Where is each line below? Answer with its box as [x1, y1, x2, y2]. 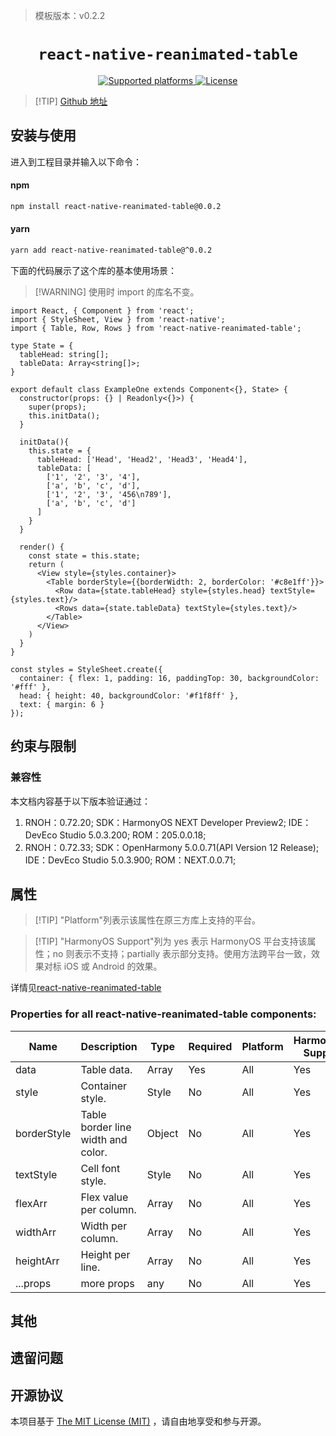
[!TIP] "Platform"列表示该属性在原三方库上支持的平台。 [34, 914, 262, 926]
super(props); [28, 402, 87, 412]
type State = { [10, 340, 74, 351]
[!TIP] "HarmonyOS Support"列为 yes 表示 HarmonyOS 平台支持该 [34, 935, 308, 948]
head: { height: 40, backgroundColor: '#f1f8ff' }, [19, 690, 240, 701]
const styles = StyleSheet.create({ [10, 664, 163, 674]
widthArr [15, 1225, 57, 1239]
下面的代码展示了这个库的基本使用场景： [10, 264, 177, 276]
